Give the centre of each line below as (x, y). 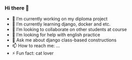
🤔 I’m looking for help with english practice (56, 35)
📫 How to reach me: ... (36, 46)
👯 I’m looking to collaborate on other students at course (69, 29)
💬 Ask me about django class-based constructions (64, 40)
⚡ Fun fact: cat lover (33, 53)
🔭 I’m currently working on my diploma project (60, 19)
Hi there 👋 (17, 8)
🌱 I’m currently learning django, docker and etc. (61, 24)
